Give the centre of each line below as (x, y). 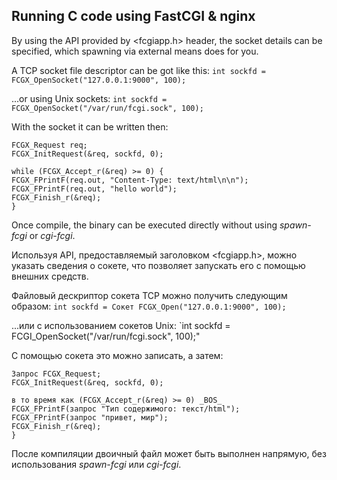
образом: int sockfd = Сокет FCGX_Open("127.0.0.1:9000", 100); (149, 306)
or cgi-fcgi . (52, 235)
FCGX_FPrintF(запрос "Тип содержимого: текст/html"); (126, 409)
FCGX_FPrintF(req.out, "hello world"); (94, 189)
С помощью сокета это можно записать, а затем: (117, 355)
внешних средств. (50, 276)
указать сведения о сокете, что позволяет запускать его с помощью (158, 265)
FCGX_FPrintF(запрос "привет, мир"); (90, 417)
